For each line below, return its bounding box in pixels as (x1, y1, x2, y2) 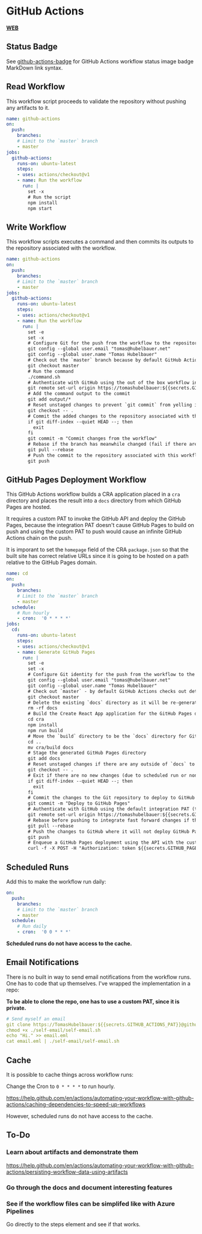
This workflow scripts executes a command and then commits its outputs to (6, 238, 194, 245)
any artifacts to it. (6, 104, 50, 111)
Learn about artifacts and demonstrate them (6, 1148, 139, 1156)
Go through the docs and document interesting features (6, 1183, 173, 1192)
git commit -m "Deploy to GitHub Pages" (28, 800, 130, 806)
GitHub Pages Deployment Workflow (6, 475, 147, 485)
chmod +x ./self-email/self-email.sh (6, 1027, 101, 1033)
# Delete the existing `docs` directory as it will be (28, 700, 168, 706)
